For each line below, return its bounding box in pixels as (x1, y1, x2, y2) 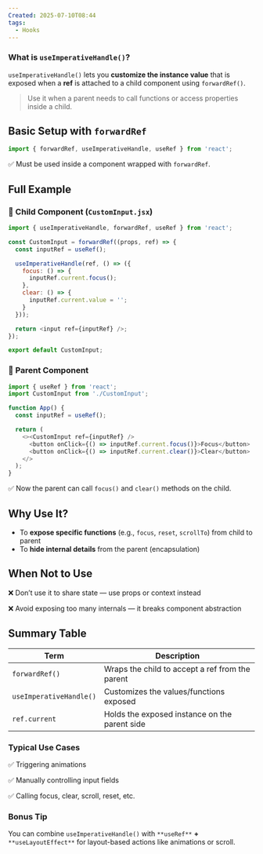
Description (155, 650, 200, 661)
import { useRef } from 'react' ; (8, 382, 117, 391)
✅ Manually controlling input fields (8, 775, 120, 785)
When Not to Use (8, 567, 92, 581)
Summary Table (8, 627, 87, 640)
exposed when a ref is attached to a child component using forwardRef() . (8, 78, 247, 87)
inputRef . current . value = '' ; (28, 296, 128, 305)
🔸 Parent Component (8, 365, 89, 376)
